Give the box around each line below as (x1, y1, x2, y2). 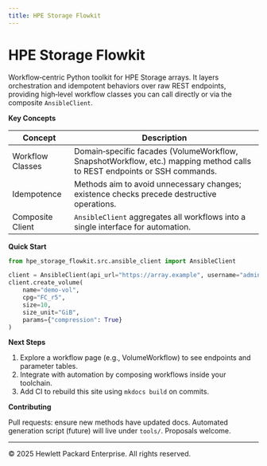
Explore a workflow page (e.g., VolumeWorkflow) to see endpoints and (19, 353, 252, 362)
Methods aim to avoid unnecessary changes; (74, 178, 242, 190)
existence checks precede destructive (74, 188, 217, 199)
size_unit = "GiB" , (22, 308, 80, 316)
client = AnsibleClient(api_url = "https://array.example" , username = (8, 272, 240, 280)
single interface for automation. (74, 221, 191, 232)
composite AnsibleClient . (8, 97, 94, 108)
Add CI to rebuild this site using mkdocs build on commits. (19, 387, 209, 397)
